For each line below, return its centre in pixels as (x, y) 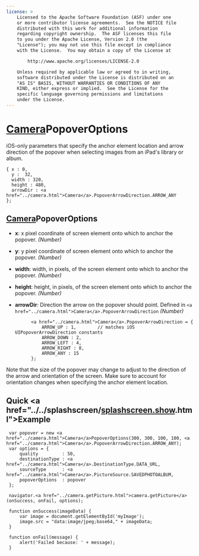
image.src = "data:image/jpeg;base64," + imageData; (86, 522)
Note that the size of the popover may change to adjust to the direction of (96, 369)
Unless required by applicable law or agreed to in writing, (94, 72)
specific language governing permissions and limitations (90, 94)
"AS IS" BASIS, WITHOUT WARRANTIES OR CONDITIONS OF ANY (89, 83)
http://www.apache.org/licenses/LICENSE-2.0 (83, 61)
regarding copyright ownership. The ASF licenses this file (94, 34)
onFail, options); (61, 501)
